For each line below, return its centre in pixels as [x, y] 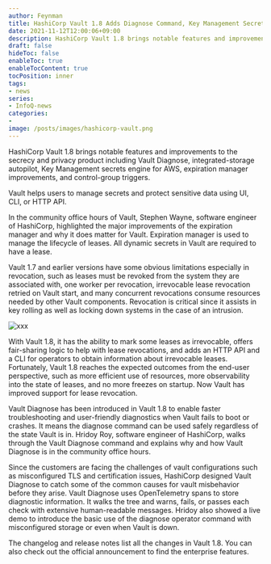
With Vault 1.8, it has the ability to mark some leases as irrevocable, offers [131, 341]
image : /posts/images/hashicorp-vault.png [81, 128]
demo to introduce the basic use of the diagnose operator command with [130, 519]
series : [21, 99]
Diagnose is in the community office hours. [80, 451]
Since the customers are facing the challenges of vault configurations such [133, 467]
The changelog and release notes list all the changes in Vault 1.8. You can [130, 543]
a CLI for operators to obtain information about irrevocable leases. [118, 358]
